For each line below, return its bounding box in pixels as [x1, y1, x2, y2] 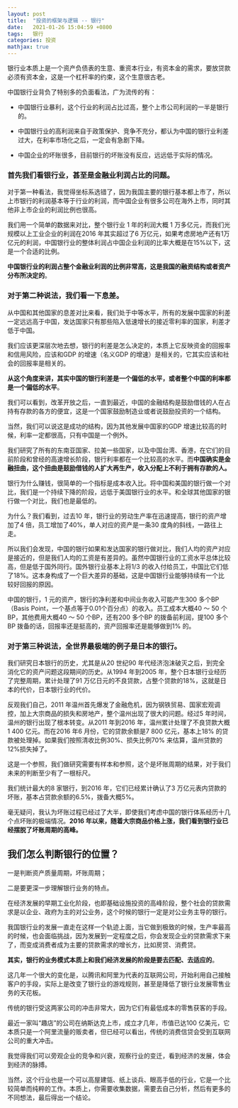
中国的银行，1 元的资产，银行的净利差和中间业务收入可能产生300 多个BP [7, 594, 220, 604]
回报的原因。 [19, 580, 57, 588]
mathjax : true [7, 43, 50, 50]
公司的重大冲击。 [7, 1036, 57, 1045]
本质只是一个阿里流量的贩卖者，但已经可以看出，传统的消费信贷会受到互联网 [7, 1027, 231, 1036]
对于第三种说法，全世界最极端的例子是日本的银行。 [7, 641, 182, 651]
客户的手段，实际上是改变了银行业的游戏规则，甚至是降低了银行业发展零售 [7, 979, 225, 988]
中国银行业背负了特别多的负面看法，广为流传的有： [7, 88, 157, 96]
